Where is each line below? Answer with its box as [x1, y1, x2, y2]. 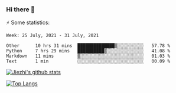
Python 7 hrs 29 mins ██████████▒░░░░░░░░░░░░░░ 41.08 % [6, 48, 170, 54]
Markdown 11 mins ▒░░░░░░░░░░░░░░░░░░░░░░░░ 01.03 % [6, 53, 170, 59]
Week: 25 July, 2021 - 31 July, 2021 [6, 32, 99, 39]
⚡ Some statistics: [6, 19, 50, 26]
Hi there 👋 [6, 5, 35, 14]
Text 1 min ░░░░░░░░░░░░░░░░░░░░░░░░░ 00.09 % [6, 58, 170, 64]
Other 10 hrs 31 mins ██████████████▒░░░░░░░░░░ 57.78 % [6, 43, 170, 49]
